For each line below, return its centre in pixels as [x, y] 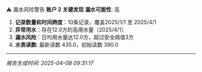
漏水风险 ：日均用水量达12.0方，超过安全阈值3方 [74, 37]
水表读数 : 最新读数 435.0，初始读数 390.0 [67, 45]
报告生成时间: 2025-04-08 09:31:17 [50, 63]
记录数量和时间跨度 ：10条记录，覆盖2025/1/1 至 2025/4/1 [85, 22]
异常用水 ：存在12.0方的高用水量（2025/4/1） [71, 30]
